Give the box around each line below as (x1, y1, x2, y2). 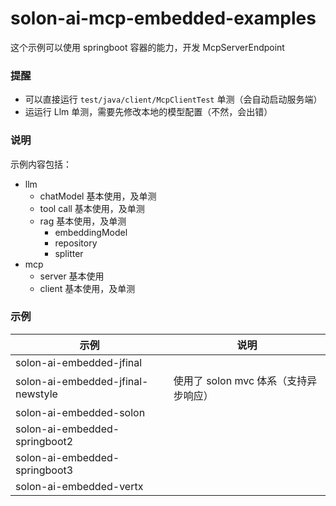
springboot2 (15, 434, 74, 448)
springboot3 (15, 463, 74, 477)
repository (54, 237, 98, 249)
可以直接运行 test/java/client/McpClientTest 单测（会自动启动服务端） (24, 93, 323, 106)
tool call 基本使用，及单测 (39, 202, 145, 214)
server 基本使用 (39, 270, 105, 282)
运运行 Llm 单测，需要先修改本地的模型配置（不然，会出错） (24, 106, 273, 118)
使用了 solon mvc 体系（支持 (173, 373, 308, 387)
